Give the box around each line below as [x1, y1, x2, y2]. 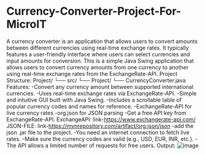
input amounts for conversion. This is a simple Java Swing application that [6, 57, 195, 64]
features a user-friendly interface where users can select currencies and [6, 50, 190, 58]
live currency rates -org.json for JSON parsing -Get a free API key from [6, 109, 187, 116]
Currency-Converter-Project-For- [6, 4, 182, 18]
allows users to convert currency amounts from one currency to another [6, 63, 189, 71]
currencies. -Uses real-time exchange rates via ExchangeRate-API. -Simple [6, 89, 197, 97]
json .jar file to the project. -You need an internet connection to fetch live [6, 129, 190, 136]
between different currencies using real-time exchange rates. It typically [6, 44, 189, 51]
